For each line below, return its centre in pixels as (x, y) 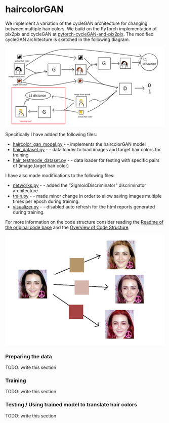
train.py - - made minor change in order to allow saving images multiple (87, 196)
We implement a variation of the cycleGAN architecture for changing (76, 23)
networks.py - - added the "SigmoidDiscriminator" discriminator (79, 185)
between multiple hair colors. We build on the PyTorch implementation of (81, 28)
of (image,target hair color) (41, 165)
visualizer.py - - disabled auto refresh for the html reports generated (84, 206)
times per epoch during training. (46, 201)
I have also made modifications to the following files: (60, 175)
